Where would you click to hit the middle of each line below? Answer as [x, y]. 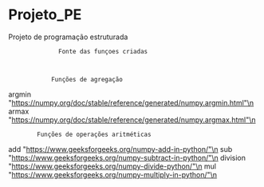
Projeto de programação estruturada [68, 37]
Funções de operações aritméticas [94, 134]
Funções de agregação [87, 79]
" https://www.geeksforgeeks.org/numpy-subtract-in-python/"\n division [127, 157]
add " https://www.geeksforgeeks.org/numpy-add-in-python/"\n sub [120, 149]
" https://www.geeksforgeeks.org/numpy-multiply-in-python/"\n [113, 174]
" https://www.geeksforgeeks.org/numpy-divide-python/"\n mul [112, 166]
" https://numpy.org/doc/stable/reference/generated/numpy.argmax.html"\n [132, 119]
